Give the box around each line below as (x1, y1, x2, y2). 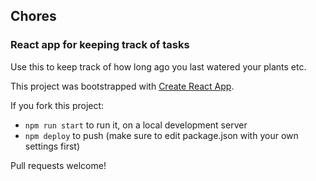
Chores (10, 8, 57, 25)
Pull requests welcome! (10, 159, 107, 171)
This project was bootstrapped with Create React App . (10, 80, 235, 92)
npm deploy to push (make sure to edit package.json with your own (24, 129, 299, 141)
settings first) (24, 140, 81, 152)
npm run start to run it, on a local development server (24, 119, 248, 131)
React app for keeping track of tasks (10, 38, 190, 52)
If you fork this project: (10, 99, 105, 111)
